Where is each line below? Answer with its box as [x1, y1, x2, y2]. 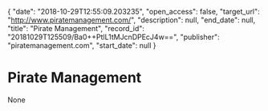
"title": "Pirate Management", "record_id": [7, 24, 145, 33]
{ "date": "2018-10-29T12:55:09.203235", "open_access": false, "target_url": [7, 7, 260, 16]
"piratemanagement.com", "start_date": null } [7, 41, 156, 50]
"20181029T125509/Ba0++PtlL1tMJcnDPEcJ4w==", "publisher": [7, 32, 220, 42]
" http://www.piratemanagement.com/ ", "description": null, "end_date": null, [7, 15, 256, 25]
